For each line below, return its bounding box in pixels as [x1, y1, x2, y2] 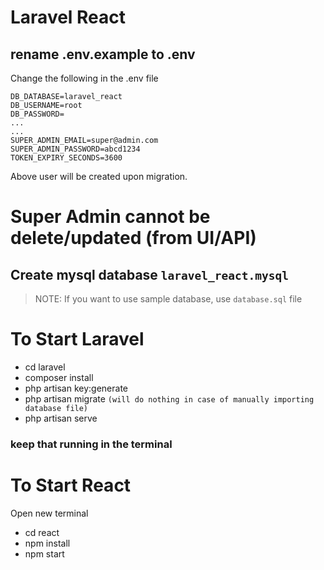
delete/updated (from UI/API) [10, 227, 257, 250]
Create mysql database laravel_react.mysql [10, 266, 289, 283]
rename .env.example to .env [10, 46, 196, 63]
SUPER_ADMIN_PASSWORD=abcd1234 [10, 144, 141, 154]
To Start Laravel [10, 328, 145, 351]
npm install [24, 537, 71, 549]
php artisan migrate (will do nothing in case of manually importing [24, 392, 315, 405]
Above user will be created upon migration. [10, 171, 188, 182]
